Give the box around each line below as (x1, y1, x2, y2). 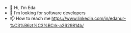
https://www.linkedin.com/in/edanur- (51, 15, 126, 21)
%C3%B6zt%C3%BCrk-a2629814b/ (9, 23, 84, 28)
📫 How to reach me (9, 15, 51, 21)
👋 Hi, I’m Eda (9, 5, 36, 10)
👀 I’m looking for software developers (9, 10, 86, 16)
